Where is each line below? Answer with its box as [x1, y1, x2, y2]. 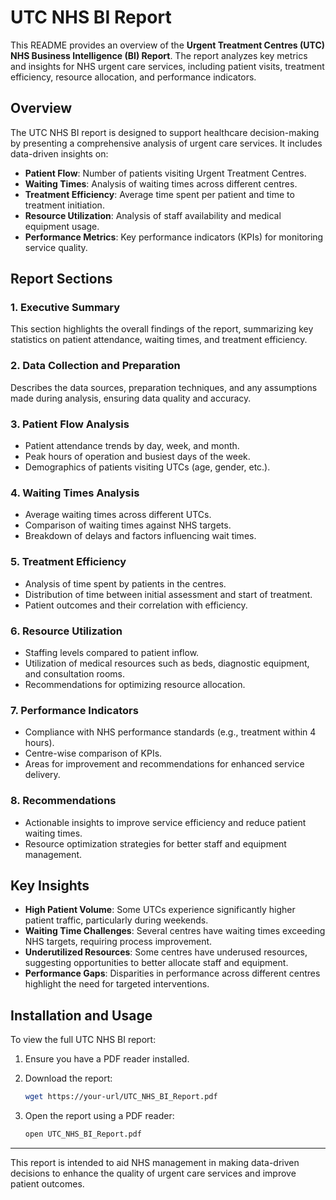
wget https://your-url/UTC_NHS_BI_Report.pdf [24, 1092, 218, 1102]
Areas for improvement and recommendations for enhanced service [24, 758, 305, 770]
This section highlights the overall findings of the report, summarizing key [10, 323, 314, 335]
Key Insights [10, 877, 90, 894]
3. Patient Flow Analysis [10, 417, 130, 431]
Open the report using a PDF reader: [24, 1110, 175, 1122]
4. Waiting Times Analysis [10, 486, 140, 500]
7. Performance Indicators [10, 703, 139, 717]
